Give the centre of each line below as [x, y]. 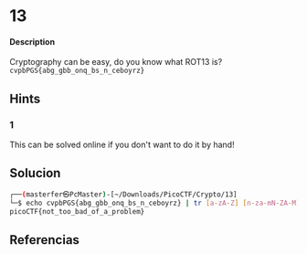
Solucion [35, 173]
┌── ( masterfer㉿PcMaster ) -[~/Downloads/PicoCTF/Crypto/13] [123, 194]
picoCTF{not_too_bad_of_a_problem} [77, 211]
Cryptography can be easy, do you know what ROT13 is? [116, 62]
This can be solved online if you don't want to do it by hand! [122, 145]
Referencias [45, 240]
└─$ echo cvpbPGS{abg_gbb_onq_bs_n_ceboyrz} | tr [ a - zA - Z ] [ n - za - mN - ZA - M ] [155, 203]
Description [32, 41]
